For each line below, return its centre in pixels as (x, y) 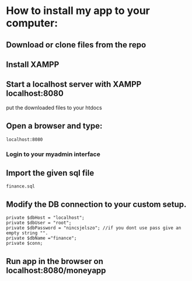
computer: (32, 23)
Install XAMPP (33, 65)
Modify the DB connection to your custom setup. (96, 204)
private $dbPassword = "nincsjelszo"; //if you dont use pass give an (94, 228)
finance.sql (20, 186)
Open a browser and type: (54, 126)
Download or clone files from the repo (76, 45)
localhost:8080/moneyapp (56, 270)
